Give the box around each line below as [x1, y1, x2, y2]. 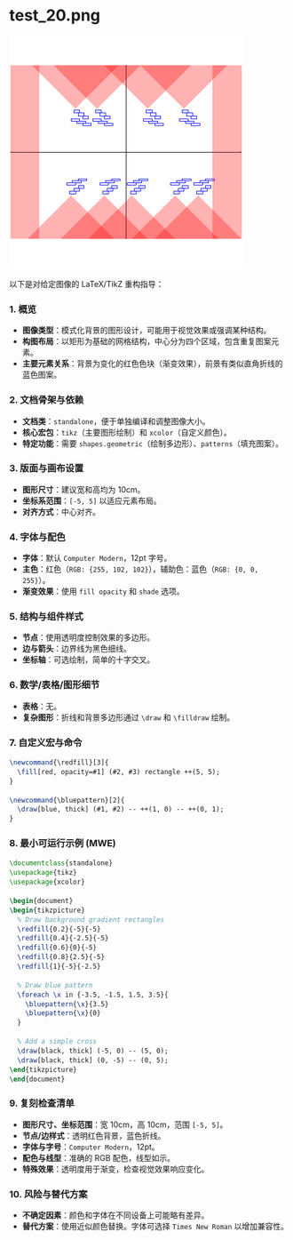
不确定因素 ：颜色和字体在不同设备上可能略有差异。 [21, 1210, 210, 1220]
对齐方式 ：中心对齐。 [21, 506, 100, 516]
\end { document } [9, 1075, 66, 1084]
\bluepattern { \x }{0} [25, 1009, 101, 1018]
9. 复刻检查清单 [9, 1097, 75, 1109]
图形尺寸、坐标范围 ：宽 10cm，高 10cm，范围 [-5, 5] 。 [21, 1119, 228, 1130]
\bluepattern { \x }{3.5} [25, 999, 109, 1009]
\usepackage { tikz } [9, 868, 77, 877]
